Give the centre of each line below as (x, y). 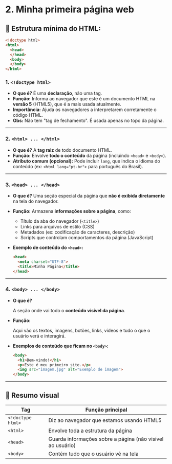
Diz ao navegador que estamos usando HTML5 (105, 420)
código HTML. (28, 115)
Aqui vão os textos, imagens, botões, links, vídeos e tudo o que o (81, 330)
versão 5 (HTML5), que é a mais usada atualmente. (67, 104)
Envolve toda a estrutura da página (90, 431)
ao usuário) (62, 445)
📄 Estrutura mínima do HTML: (53, 29)
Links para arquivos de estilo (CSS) (57, 227)
